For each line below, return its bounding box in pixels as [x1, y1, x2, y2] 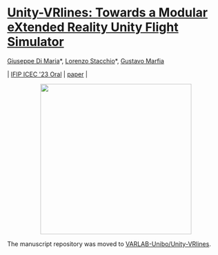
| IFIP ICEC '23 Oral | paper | [7, 70, 88, 78]
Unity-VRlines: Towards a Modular [7, 5, 208, 21]
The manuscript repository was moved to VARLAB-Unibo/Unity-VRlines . [7, 239, 212, 248]
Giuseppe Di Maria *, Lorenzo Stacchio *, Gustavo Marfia [7, 56, 164, 65]
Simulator [7, 34, 64, 49]
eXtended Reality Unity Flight [7, 19, 179, 35]
